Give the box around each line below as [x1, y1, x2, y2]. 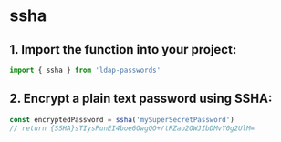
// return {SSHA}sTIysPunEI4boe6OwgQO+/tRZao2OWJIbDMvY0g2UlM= [9, 124, 255, 133]
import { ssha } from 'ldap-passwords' [9, 66, 161, 75]
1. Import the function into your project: [9, 42, 237, 57]
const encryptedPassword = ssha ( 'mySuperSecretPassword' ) [9, 115, 234, 124]
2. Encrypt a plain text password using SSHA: [9, 91, 273, 106]
